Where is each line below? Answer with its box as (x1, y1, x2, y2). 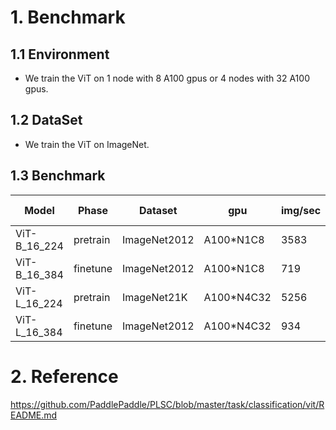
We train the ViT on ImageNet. (24, 138, 150, 150)
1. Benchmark (10, 6, 126, 29)
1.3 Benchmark (10, 167, 106, 185)
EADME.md (10, 409, 58, 421)
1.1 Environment (10, 46, 110, 63)
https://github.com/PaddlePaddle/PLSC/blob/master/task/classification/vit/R (10, 398, 325, 410)
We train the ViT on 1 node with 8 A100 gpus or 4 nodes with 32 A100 (24, 72, 310, 84)
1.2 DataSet (10, 112, 83, 129)
